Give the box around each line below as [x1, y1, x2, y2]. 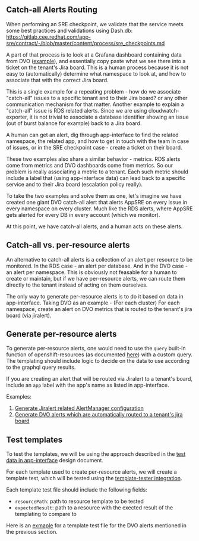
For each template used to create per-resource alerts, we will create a [6, 468, 177, 475]
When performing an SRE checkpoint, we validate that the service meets [6, 20, 184, 27]
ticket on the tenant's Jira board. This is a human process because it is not [6, 64, 189, 71]
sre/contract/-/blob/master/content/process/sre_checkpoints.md [6, 39, 165, 46]
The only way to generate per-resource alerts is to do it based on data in [6, 293, 184, 300]
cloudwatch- [148, 107, 180, 114]
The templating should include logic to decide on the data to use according [6, 357, 190, 365]
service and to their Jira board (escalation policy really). [6, 181, 143, 188]
